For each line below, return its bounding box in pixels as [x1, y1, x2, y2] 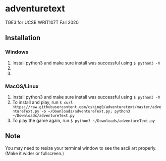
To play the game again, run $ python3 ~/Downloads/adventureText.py [12, 117, 155, 123]
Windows [5, 49, 29, 55]
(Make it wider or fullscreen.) [5, 150, 64, 156]
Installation [5, 34, 41, 42]
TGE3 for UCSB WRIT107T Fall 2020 [5, 19, 79, 25]
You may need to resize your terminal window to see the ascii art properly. [5, 145, 157, 151]
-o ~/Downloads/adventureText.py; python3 [41, 108, 130, 114]
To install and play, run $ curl [12, 99, 73, 105]
